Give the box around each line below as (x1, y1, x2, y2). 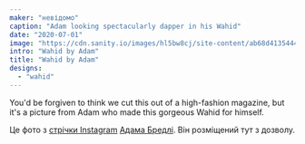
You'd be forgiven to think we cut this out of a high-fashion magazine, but (9, 97, 285, 108)
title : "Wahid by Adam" (9, 55, 100, 64)
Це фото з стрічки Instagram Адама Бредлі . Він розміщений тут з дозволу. (9, 124, 296, 135)
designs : (9, 64, 43, 73)
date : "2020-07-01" (9, 30, 84, 39)
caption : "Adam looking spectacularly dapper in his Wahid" (9, 22, 242, 31)
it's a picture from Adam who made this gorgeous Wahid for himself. (9, 106, 265, 118)
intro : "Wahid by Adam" (9, 47, 100, 56)
